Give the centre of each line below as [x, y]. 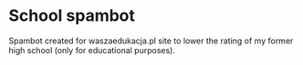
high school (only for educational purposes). [92, 50]
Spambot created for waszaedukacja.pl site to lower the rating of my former [151, 41]
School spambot [72, 16]
